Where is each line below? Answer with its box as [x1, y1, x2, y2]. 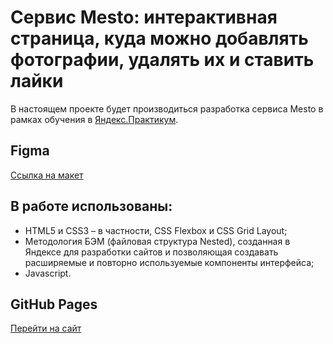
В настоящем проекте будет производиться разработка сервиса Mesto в [10, 102, 324, 115]
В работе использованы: [10, 198, 173, 215]
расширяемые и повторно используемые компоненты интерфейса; [24, 256, 315, 268]
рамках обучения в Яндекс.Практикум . [10, 113, 179, 125]
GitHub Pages [10, 296, 98, 313]
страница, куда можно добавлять [10, 27, 309, 50]
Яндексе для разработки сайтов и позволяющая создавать [24, 246, 279, 258]
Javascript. [24, 267, 72, 279]
